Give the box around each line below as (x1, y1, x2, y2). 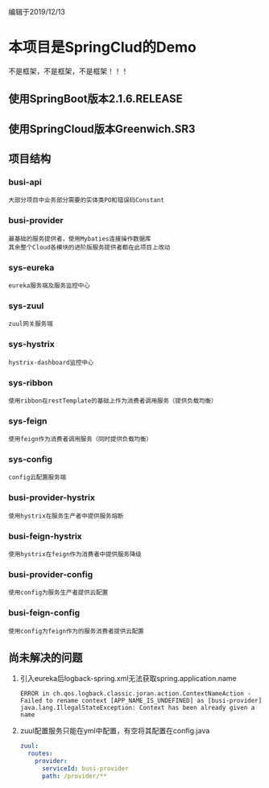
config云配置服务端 (8, 473, 67, 481)
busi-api (8, 176, 42, 188)
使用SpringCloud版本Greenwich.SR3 (8, 122, 196, 135)
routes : (27, 749, 54, 758)
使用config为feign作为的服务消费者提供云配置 (8, 627, 144, 635)
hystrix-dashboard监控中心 (8, 358, 94, 366)
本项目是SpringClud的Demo (8, 39, 197, 56)
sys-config (8, 454, 53, 465)
